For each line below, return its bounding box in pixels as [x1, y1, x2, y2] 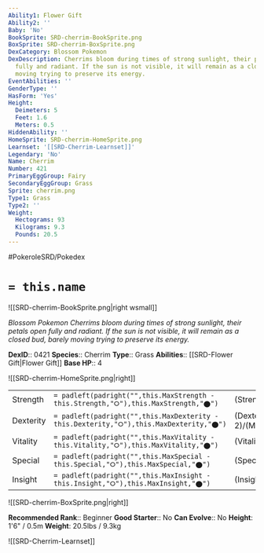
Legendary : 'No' [8, 150, 61, 158]
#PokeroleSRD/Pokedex [8, 252, 86, 262]
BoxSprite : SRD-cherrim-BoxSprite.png [8, 41, 135, 49]
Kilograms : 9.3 [15, 223, 65, 232]
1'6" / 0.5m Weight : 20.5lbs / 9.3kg [8, 521, 122, 530]
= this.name [8, 280, 86, 295]
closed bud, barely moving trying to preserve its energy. [8, 335, 190, 344]
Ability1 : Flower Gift [8, 11, 82, 20]
